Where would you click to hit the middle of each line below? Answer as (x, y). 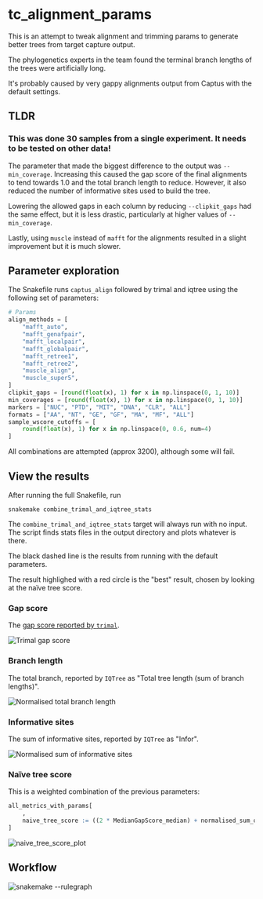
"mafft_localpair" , (54, 342)
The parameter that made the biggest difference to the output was (115, 166)
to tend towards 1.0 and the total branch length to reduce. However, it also (127, 182)
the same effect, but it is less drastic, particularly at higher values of (118, 214)
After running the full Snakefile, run (65, 495)
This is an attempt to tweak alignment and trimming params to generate (123, 36)
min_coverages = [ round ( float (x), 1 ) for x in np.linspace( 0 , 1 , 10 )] (126, 400)
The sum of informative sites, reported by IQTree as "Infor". (104, 739)
